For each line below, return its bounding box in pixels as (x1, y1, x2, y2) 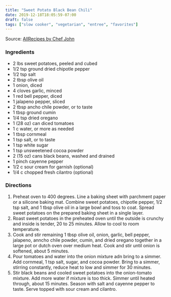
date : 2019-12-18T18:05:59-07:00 (5, 12, 77, 17)
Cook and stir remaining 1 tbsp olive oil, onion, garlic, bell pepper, (12, 231, 150, 238)
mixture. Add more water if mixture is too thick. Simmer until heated (12, 275, 155, 281)
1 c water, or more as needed (12, 125, 74, 132)
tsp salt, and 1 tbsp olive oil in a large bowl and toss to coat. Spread (12, 204, 154, 210)
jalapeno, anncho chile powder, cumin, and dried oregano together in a (12, 237, 162, 243)
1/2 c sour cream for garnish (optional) (12, 163, 94, 169)
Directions (5, 182, 32, 189)
